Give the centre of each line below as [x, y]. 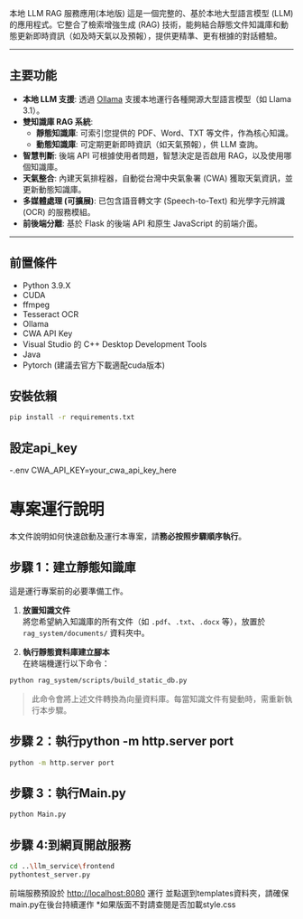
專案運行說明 [57, 510]
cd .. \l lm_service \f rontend [62, 866]
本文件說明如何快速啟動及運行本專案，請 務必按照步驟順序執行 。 [128, 537]
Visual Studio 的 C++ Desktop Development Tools [115, 344]
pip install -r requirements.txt [72, 417]
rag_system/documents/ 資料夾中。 [86, 633]
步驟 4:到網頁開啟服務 [70, 844]
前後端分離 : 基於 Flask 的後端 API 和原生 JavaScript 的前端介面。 [142, 223]
